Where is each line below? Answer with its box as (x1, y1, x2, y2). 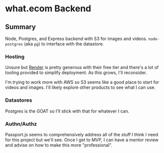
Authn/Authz (5, 120, 37, 127)
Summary (5, 23, 36, 31)
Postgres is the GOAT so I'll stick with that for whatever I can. (5, 108, 129, 114)
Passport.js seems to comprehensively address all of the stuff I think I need (5, 131, 159, 137)
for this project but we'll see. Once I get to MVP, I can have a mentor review (5, 137, 159, 143)
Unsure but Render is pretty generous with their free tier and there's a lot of (5, 65, 159, 71)
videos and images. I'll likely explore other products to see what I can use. (5, 84, 156, 90)
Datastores (5, 97, 33, 104)
